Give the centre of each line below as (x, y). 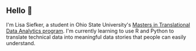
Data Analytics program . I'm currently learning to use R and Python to (90, 31)
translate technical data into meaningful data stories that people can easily (96, 37)
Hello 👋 (19, 11)
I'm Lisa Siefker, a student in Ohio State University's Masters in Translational (98, 24)
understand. (21, 43)
